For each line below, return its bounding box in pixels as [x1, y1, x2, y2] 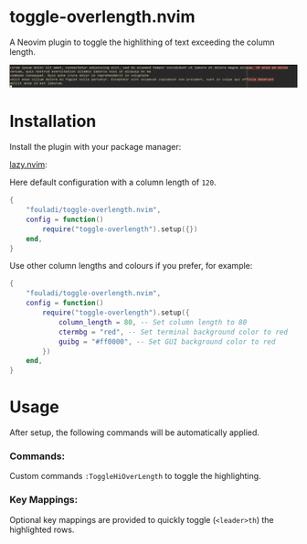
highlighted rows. [9, 524, 75, 535]
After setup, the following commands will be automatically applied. [9, 427, 260, 438]
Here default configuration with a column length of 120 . [9, 176, 217, 188]
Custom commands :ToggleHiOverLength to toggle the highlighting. [9, 471, 262, 482]
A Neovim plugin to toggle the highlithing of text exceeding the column [9, 37, 275, 48]
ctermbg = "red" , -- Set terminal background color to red [58, 327, 288, 336]
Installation [9, 112, 97, 132]
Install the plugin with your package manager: [9, 142, 182, 153]
